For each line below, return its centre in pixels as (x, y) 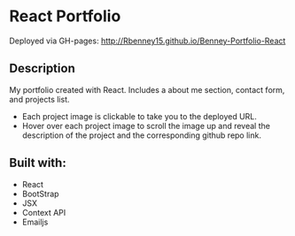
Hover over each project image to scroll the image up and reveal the (146, 126)
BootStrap (40, 194)
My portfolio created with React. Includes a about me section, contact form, (147, 89)
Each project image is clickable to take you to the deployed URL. (139, 116)
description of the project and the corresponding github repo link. (141, 135)
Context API (44, 212)
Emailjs (35, 222)
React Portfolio (65, 16)
